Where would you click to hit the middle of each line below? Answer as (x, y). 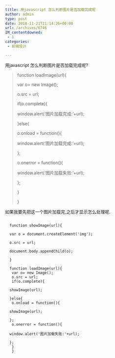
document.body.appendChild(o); (41, 251)
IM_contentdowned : (24, 32)
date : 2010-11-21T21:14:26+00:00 (39, 23)
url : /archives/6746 (26, 28)
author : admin (20, 14)
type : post (16, 19)
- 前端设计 (17, 46)
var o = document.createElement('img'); (51, 234)
